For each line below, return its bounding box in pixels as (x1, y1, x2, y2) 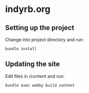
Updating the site (5, 60, 60, 68)
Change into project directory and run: (5, 36, 84, 42)
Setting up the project (5, 23, 74, 32)
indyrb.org (5, 3, 51, 15)
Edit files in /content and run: (5, 73, 65, 79)
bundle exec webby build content (5, 82, 75, 88)
